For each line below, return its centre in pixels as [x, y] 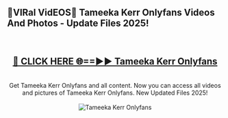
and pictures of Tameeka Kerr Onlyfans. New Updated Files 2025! [115, 93]
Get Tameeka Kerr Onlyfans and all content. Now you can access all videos [115, 85]
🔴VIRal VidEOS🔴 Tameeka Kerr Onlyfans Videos [111, 13]
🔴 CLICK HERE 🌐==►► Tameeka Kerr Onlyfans [115, 61]
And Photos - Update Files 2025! [78, 24]
